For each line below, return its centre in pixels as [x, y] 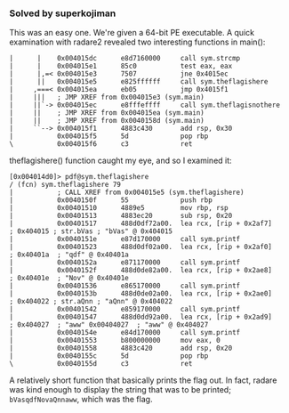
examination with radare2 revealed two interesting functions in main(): [137, 42]
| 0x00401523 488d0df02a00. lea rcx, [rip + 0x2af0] [141, 247]
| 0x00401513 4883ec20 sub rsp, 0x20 [121, 216]
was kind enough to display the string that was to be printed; [120, 390]
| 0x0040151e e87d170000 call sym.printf [125, 239]
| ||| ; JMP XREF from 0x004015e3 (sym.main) [107, 97]
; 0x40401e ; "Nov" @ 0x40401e [69, 279]
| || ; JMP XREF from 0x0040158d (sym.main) [107, 121]
